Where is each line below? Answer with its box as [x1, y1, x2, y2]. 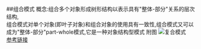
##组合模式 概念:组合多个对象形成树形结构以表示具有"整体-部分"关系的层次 [6, 6, 196, 12]
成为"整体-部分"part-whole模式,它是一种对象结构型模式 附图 [6, 28, 157, 36]
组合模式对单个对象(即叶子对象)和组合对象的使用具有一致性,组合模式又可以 [6, 21, 194, 28]
